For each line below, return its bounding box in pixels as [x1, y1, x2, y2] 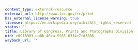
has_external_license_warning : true [5, 16, 79, 20]
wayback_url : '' [5, 38, 38, 43]
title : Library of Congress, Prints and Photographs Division [5, 29, 133, 34]
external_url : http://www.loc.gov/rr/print [5, 11, 94, 16]
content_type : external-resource [5, 7, 73, 12]
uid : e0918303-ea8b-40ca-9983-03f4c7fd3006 [5, 34, 94, 39]
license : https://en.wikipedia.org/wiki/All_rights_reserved [5, 20, 131, 25]
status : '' [5, 25, 27, 30]
